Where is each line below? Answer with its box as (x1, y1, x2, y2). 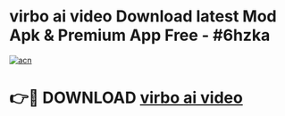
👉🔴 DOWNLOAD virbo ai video (9, 87, 243, 108)
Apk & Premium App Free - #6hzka (9, 25, 271, 46)
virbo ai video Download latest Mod (9, 6, 277, 27)
